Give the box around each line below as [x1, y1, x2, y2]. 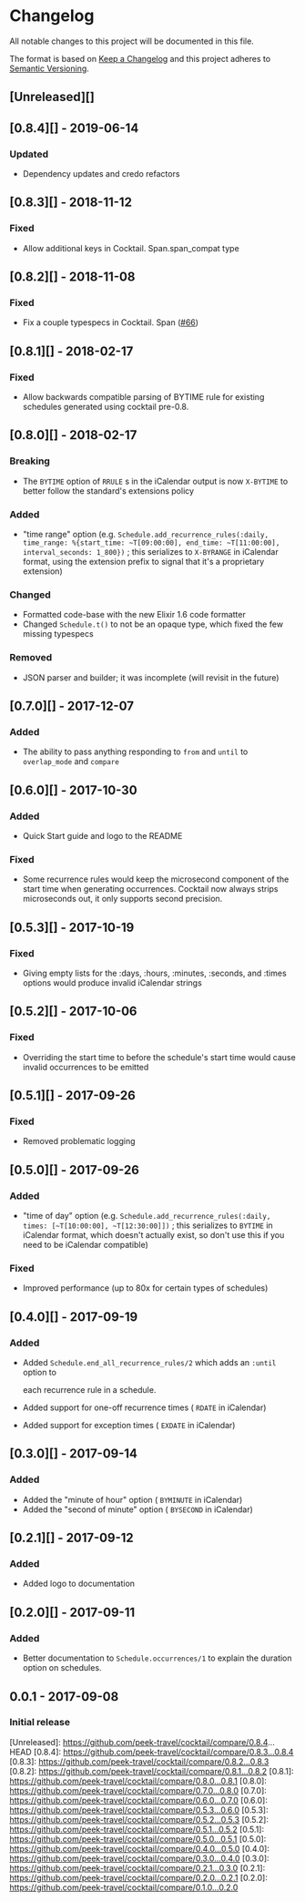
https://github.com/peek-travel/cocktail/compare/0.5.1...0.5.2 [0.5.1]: [9, 1824, 265, 1835]
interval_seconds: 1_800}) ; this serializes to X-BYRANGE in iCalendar [22, 547, 280, 557]
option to [22, 1367, 57, 1378]
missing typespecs [22, 629, 94, 639]
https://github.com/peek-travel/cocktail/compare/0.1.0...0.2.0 [9, 1882, 239, 1893]
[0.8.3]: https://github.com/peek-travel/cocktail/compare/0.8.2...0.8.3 [9, 1755, 269, 1767]
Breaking [9, 455, 50, 467]
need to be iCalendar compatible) [22, 1240, 148, 1251]
